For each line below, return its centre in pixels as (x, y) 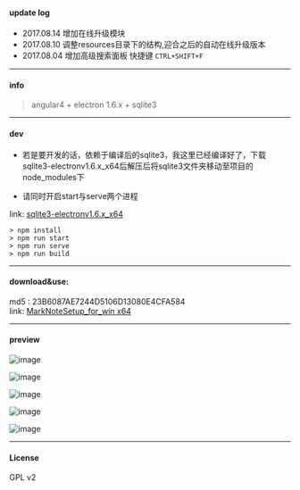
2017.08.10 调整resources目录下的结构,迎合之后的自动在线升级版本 (144, 45)
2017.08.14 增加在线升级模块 (74, 33)
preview (25, 340)
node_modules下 (53, 177)
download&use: (39, 282)
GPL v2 (23, 478)
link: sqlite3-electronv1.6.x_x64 (66, 213)
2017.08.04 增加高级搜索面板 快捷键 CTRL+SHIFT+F (112, 56)
